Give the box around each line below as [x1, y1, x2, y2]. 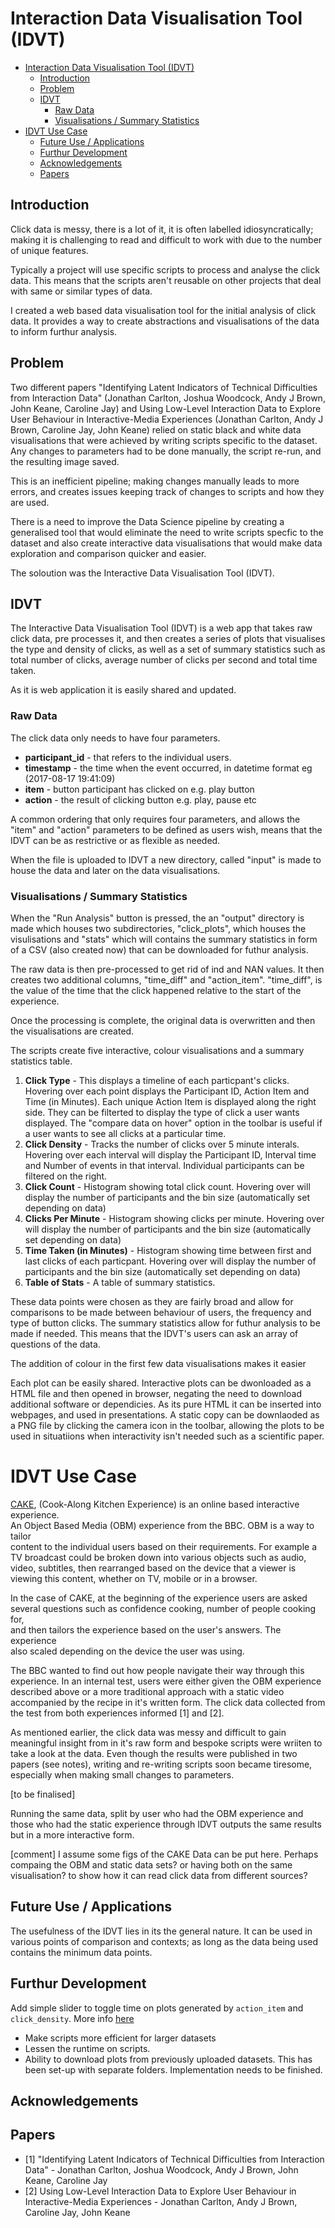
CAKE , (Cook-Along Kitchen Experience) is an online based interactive [10, 1498, 300, 1510]
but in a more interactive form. [10, 1828, 135, 1841]
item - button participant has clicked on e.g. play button [24, 783, 255, 795]
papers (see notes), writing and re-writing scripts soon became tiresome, [10, 1758, 313, 1770]
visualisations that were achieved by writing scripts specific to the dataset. [10, 434, 318, 446]
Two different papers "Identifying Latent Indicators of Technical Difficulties [10, 381, 318, 393]
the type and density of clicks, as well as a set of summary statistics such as [10, 643, 326, 656]
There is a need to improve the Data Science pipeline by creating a [10, 515, 285, 527]
